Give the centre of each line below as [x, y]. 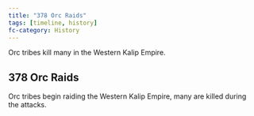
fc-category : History [44, 30]
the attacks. [28, 105]
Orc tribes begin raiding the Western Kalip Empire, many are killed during [127, 96]
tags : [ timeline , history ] [53, 23]
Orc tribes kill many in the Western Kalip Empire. [87, 53]
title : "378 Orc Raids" [48, 15]
